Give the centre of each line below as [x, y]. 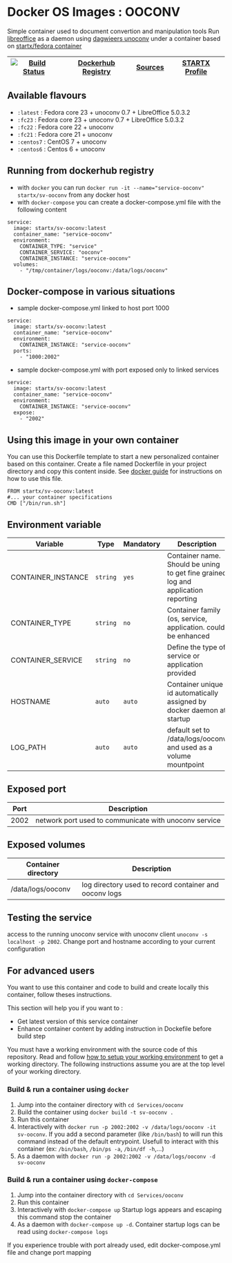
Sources [150, 67]
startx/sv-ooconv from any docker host [73, 195]
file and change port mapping [49, 1252]
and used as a [190, 747]
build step [31, 1036]
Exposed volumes [46, 845]
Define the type [192, 647]
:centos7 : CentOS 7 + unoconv [62, 142]
